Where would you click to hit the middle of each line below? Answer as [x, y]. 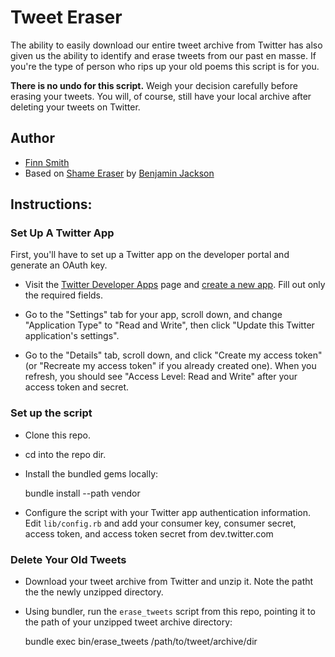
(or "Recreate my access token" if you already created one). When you [170, 366]
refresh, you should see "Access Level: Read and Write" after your [161, 377]
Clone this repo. [57, 435]
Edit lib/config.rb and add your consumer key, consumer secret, [160, 523]
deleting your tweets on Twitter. [75, 107]
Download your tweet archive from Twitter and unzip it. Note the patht [169, 582]
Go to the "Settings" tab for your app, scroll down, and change [153, 315]
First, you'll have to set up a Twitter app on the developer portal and [150, 255]
